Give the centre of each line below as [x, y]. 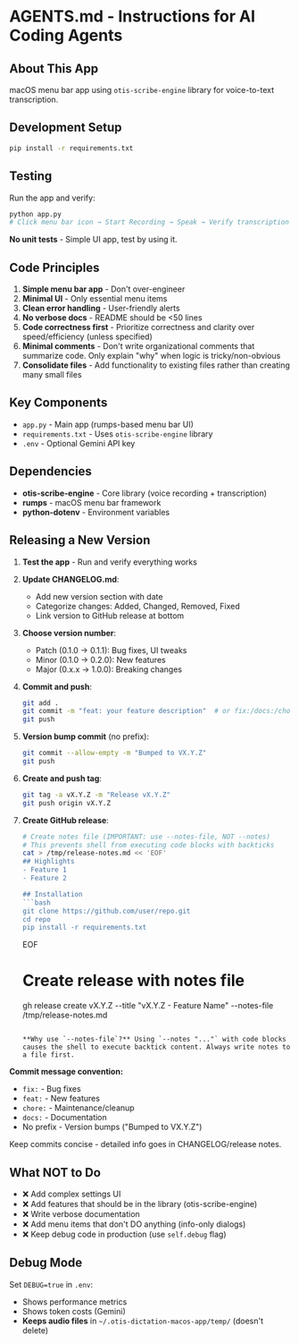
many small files [52, 375]
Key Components [58, 403]
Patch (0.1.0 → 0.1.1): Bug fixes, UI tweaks [111, 650]
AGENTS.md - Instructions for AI [133, 17]
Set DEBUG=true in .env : [51, 1284]
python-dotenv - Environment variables [96, 512]
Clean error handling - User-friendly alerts [101, 308]
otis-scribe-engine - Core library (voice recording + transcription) [145, 493]
